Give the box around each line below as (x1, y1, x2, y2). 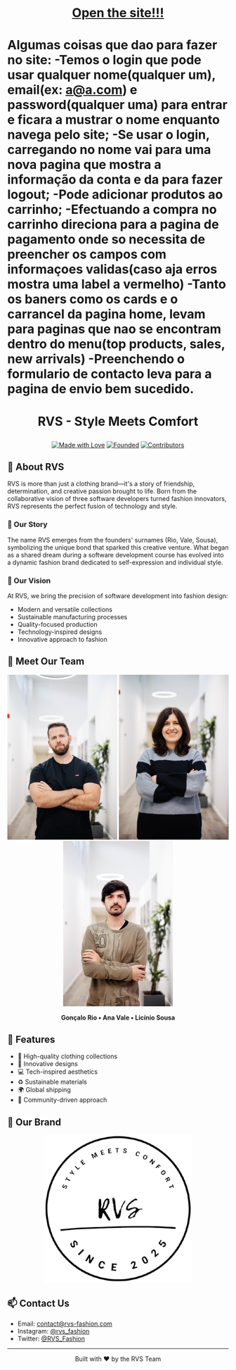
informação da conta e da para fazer (7, 172, 223, 188)
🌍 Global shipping (17, 1086, 72, 1094)
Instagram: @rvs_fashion (17, 1326, 90, 1335)
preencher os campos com (7, 246, 167, 262)
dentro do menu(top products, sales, (7, 336, 225, 353)
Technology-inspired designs (17, 628, 103, 636)
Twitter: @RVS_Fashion (17, 1334, 86, 1343)
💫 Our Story (7, 519, 48, 529)
